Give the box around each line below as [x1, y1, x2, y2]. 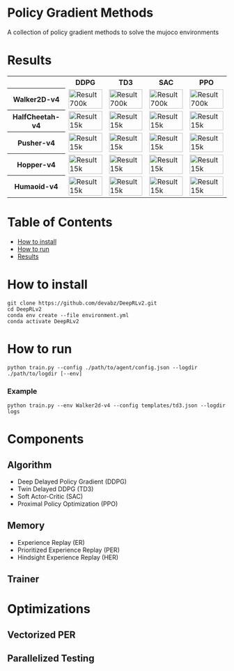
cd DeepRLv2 [7, 305, 42, 313]
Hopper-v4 [17, 160, 56, 169]
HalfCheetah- [13, 111, 61, 121]
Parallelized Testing [7, 653, 95, 665]
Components [7, 431, 84, 447]
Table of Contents [7, 215, 113, 231]
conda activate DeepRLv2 [7, 318, 79, 325]
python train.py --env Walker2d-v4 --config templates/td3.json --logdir [7, 402, 226, 409]
